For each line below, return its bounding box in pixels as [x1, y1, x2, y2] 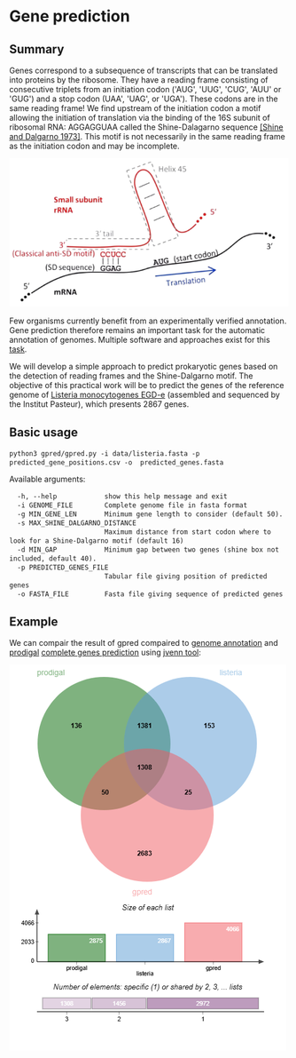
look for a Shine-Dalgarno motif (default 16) [9, 537, 184, 545]
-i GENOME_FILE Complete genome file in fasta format [17, 501, 248, 510]
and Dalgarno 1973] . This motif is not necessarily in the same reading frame [9, 131, 285, 141]
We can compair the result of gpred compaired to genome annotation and [9, 638, 279, 648]
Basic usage [9, 425, 78, 440]
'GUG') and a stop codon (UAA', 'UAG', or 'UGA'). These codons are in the [9, 93, 278, 104]
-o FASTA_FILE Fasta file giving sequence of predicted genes [17, 590, 284, 599]
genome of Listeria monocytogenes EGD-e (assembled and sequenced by [9, 389, 281, 401]
